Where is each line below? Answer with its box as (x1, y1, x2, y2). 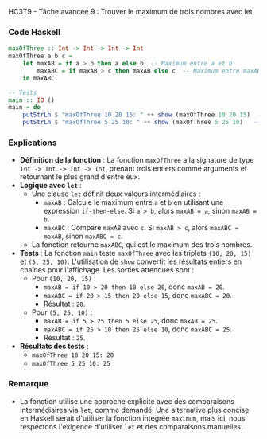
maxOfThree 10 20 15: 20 (31, 351, 114, 359)
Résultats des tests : (19, 342, 89, 351)
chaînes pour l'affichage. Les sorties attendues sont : (19, 265, 195, 275)
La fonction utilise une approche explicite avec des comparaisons (19, 396, 234, 406)
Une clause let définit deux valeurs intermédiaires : (31, 189, 201, 198)
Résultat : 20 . (43, 299, 86, 309)
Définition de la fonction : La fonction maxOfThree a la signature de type (19, 155, 254, 165)
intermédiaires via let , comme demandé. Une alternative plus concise (19, 405, 250, 414)
